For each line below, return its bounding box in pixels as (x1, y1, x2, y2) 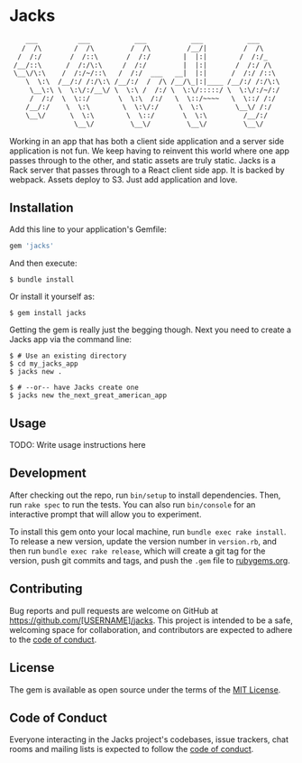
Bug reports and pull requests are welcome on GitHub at (9, 605, 219, 616)
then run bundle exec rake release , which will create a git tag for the (9, 545, 266, 556)
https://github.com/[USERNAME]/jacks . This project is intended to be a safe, (9, 615, 293, 626)
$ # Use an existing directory (9, 351, 127, 361)
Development (9, 466, 87, 481)
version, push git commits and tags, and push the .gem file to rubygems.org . (9, 554, 291, 565)
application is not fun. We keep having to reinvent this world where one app (9, 145, 290, 156)
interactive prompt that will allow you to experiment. (9, 508, 202, 519)
